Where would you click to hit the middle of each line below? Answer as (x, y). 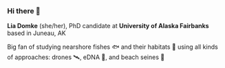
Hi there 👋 (24, 11)
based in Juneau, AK (37, 33)
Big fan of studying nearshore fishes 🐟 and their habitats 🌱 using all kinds (112, 47)
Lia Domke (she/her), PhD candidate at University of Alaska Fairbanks (108, 26)
